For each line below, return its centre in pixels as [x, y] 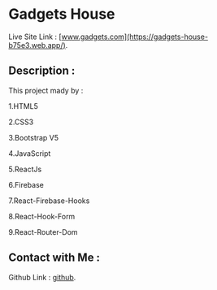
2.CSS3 [21, 122]
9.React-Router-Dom [43, 232]
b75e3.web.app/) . [38, 45]
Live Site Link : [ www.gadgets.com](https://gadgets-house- [108, 37]
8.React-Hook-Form [42, 216]
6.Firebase [26, 184]
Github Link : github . [42, 277]
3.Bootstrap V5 [34, 137]
